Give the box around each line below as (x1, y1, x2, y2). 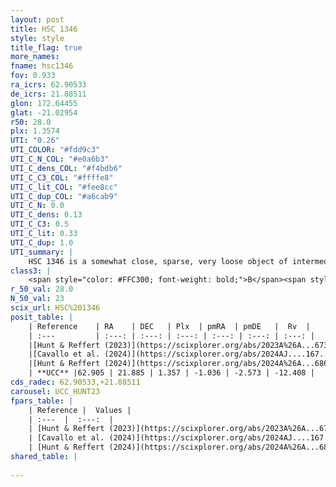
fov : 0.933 (10, 71, 56, 81)
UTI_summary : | (10, 247, 74, 257)
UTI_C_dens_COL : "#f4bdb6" (10, 163, 123, 173)
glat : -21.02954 (10, 107, 78, 118)
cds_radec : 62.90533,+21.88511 (10, 377, 141, 387)
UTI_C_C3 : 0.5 (10, 219, 70, 230)
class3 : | (10, 266, 52, 276)
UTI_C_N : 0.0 (10, 201, 65, 211)
